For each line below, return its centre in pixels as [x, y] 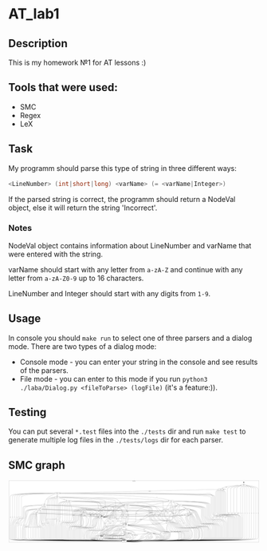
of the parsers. [44, 370]
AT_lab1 [34, 14]
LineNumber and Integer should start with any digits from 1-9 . [110, 293]
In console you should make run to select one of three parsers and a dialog [130, 338]
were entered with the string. [56, 254]
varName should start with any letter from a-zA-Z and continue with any [126, 269]
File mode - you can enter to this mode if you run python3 [114, 379]
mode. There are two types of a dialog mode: [82, 346]
